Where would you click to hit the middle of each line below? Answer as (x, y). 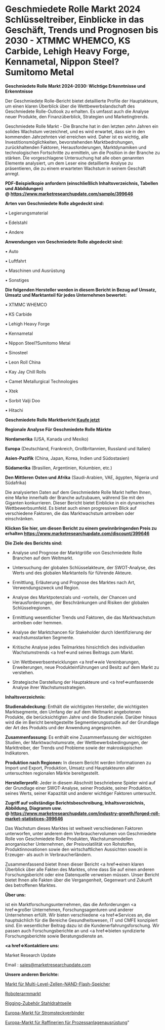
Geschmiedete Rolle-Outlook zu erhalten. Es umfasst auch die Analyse (77, 111)
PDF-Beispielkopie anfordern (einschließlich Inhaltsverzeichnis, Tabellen (82, 183)
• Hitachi (14, 410)
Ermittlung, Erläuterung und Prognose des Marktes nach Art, (74, 582)
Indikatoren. (17, 753)
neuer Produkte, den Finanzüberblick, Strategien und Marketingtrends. (77, 116)
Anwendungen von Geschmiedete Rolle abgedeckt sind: (64, 242)
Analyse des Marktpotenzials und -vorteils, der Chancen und (74, 597)
